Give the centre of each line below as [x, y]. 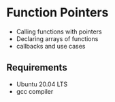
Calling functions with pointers [59, 31]
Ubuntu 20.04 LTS [42, 84]
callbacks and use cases [51, 46]
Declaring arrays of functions [57, 38]
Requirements [37, 67]
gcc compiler [35, 91]
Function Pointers [57, 13]
